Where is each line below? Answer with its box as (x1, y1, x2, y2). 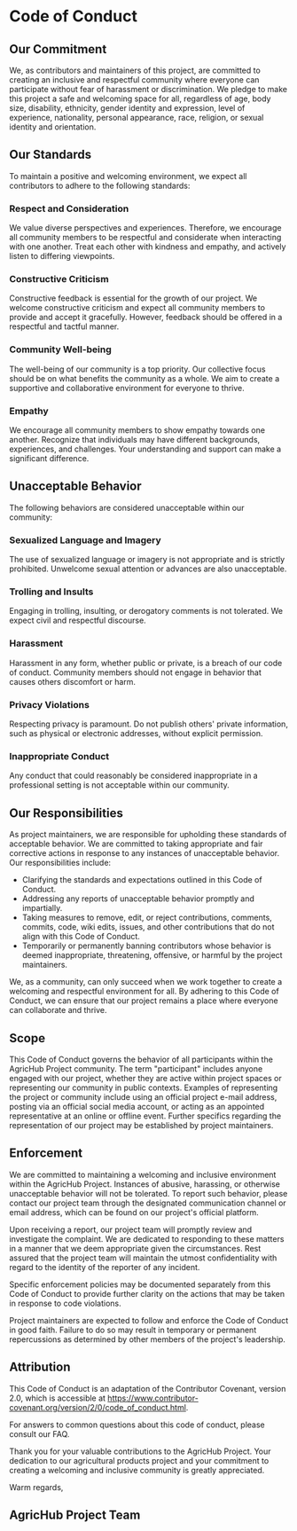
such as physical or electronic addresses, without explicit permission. (9, 728, 263, 738)
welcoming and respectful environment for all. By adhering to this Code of (9, 986, 279, 997)
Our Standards (9, 147, 92, 162)
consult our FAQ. (9, 1428, 70, 1439)
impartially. (21, 903, 63, 914)
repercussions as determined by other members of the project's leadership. (9, 1333, 286, 1345)
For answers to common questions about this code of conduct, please (9, 1419, 265, 1430)
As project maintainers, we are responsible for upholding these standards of (9, 829, 287, 840)
